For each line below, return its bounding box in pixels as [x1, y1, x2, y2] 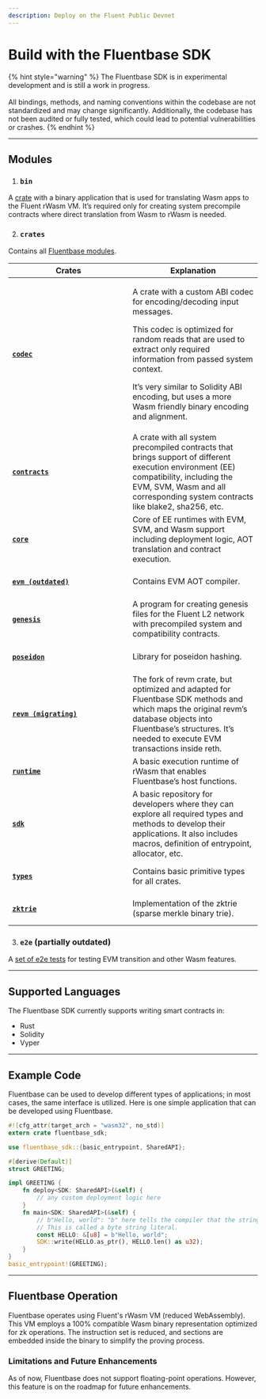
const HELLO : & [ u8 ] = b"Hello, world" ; [36, 1230, 169, 1239]
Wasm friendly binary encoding [132, 401, 249, 412]
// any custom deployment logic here [36, 1194, 161, 1202]
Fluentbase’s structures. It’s [132, 723, 235, 734]
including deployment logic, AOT [132, 534, 253, 545]
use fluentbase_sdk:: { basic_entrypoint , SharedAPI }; [8, 1143, 186, 1151]
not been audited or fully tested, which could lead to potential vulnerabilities [8, 114, 256, 124]
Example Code [8, 1068, 82, 1082]
